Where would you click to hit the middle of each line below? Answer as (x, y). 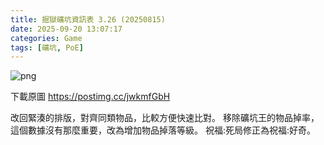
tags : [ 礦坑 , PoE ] (47, 47)
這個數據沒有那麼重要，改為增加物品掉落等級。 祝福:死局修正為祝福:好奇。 (163, 130)
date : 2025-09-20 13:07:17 (66, 29)
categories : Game (46, 38)
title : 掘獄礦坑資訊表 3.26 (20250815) (88, 19)
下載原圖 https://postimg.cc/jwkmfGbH (90, 97)
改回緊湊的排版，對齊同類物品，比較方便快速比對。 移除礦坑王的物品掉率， (165, 118)
